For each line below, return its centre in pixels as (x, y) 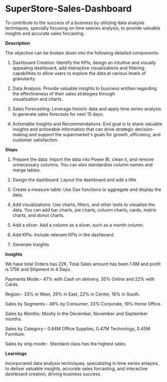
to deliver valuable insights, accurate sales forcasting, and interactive (76, 368)
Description (18, 43)
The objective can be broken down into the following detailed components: (82, 53)
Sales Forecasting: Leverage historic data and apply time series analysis (87, 109)
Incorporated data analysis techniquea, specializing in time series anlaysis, (82, 363)
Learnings (16, 353)
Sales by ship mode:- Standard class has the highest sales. (66, 344)
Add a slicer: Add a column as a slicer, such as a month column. (78, 225)
